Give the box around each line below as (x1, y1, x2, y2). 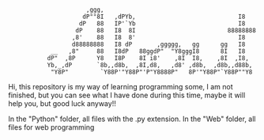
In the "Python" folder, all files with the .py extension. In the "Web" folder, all (8, 114, 256, 123)
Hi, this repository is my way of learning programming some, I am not (8, 82, 233, 91)
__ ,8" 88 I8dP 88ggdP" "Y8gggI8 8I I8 (50, 47, 246, 55)
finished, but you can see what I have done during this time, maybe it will (8, 90, 246, 100)
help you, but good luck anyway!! (8, 99, 116, 108)
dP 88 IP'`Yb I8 (78, 20, 246, 28)
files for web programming (8, 123, 95, 132)
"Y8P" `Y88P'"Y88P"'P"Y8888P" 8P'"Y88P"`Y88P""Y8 (50, 68, 253, 76)
